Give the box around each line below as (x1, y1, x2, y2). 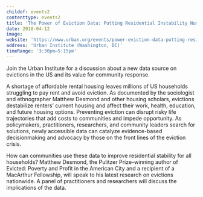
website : (6, 37, 28, 43)
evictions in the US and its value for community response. (6, 70, 150, 78)
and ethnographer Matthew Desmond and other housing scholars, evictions (6, 95, 195, 102)
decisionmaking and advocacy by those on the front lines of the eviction (6, 134, 186, 141)
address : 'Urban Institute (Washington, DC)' (6, 43, 123, 49)
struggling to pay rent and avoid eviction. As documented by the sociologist (6, 89, 195, 96)
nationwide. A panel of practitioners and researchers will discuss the (6, 177, 177, 184)
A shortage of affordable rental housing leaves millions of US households (6, 83, 188, 90)
